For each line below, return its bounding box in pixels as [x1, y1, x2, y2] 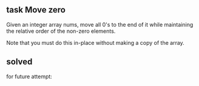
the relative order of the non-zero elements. [6, 27, 116, 35]
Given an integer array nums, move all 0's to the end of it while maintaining [6, 21, 194, 28]
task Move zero [6, 5, 66, 15]
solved [6, 57, 33, 67]
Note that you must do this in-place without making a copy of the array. [6, 39, 185, 46]
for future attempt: [6, 73, 53, 80]
